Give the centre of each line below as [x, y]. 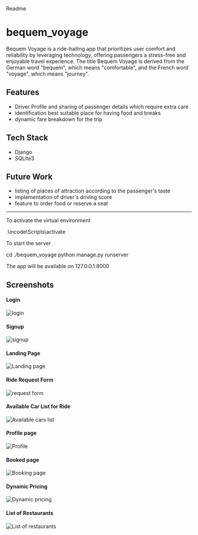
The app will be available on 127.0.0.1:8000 [58, 266]
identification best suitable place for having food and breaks [88, 113]
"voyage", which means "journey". [48, 74]
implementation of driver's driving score [63, 197]
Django [23, 152]
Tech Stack [27, 138]
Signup [15, 327]
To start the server [29, 243]
